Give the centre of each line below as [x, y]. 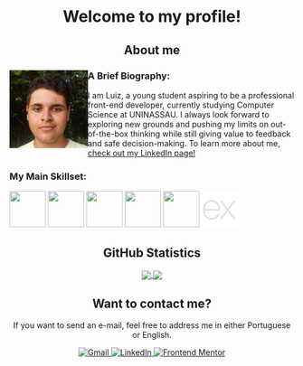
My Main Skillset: [48, 176]
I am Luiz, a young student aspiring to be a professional [191, 95]
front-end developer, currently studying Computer [180, 105]
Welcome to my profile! [152, 17]
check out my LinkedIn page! [142, 153]
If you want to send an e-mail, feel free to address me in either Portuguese [152, 325]
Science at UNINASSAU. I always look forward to [178, 114]
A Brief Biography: [128, 76]
